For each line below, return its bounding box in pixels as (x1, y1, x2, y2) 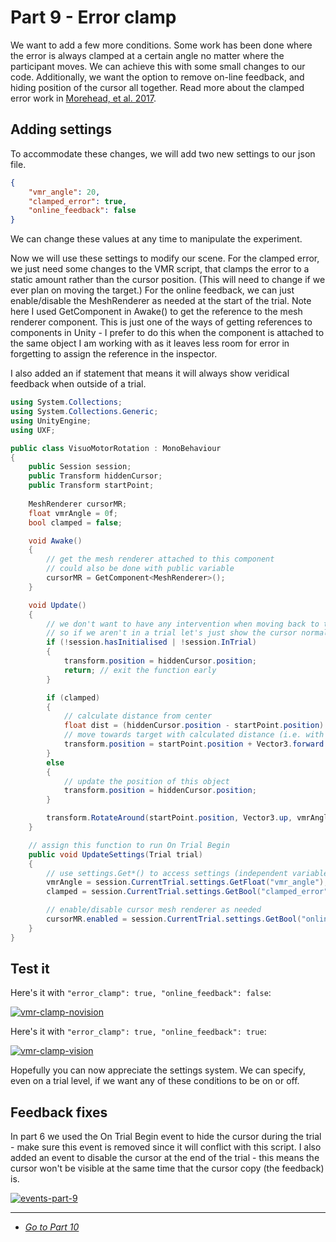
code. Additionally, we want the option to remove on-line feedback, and (10, 71, 305, 83)
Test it (10, 961, 50, 978)
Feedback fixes (10, 1104, 108, 1121)
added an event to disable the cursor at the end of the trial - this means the (10, 1152, 320, 1164)
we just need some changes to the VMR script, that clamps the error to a (10, 263, 310, 275)
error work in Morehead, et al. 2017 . (10, 92, 157, 104)
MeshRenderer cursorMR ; (28, 499, 128, 509)
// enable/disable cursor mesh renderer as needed (46, 905, 262, 915)
